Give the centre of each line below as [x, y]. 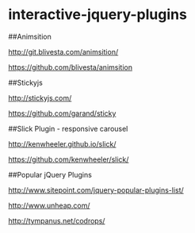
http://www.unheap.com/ [49, 205]
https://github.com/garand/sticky [62, 113]
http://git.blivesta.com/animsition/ [63, 52]
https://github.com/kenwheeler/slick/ [69, 159]
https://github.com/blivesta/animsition [71, 67]
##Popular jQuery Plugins [50, 174]
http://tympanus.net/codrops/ [57, 220]
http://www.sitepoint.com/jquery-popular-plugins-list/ [96, 190]
